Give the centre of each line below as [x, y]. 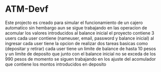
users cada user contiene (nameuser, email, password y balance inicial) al [80, 38]
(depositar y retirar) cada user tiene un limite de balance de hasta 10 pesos [80, 48]
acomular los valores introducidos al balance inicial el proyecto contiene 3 [80, 33]
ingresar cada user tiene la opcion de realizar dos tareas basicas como [77, 43]
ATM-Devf [27, 9]
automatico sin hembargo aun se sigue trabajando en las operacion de [76, 27]
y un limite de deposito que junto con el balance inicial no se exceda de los [80, 54]
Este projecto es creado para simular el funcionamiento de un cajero [74, 23]
